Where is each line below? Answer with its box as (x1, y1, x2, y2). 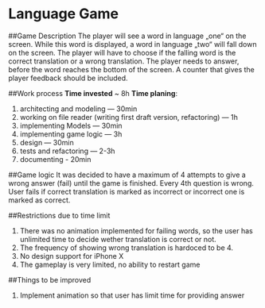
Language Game (8, 5, 119, 23)
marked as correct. (8, 195, 71, 205)
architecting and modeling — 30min (19, 104, 138, 114)
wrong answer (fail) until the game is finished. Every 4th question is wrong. (8, 178, 255, 187)
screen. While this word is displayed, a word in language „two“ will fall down (8, 39, 257, 48)
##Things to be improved (8, 275, 92, 284)
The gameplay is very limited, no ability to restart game (19, 260, 201, 269)
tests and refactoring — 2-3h (19, 146, 115, 156)
